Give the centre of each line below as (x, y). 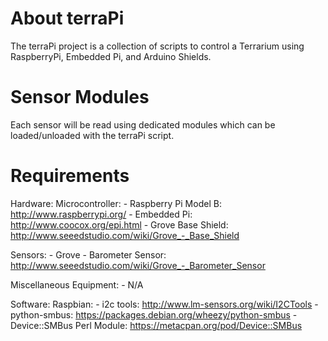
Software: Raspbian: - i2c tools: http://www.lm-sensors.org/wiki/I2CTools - (164, 304)
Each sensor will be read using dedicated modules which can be (143, 124)
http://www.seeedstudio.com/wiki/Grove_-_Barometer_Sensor (138, 265)
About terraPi (67, 18)
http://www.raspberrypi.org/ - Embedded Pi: (101, 214)
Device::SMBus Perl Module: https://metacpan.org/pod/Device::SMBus (156, 325)
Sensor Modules (80, 97)
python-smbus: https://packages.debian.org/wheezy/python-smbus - (154, 314)
